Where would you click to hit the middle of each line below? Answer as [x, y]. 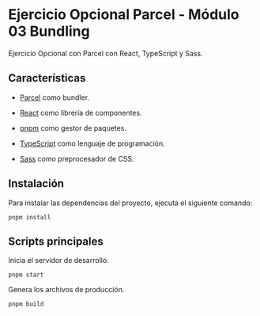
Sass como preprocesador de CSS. [77, 158]
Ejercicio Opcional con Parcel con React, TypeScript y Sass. [106, 53]
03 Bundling [49, 31]
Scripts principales [56, 241]
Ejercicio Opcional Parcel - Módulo [124, 15]
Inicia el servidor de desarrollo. [58, 261]
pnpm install [30, 217]
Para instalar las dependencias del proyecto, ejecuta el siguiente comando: [130, 203]
